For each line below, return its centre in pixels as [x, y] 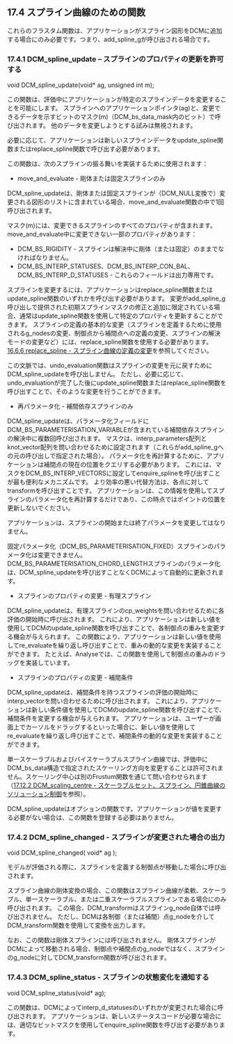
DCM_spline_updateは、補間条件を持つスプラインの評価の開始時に [103, 692]
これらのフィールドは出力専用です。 [166, 275]
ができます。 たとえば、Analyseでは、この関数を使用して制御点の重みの [111, 654]
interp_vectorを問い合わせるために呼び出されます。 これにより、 [99, 701]
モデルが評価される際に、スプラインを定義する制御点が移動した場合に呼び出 [117, 867]
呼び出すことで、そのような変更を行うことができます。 [86, 392]
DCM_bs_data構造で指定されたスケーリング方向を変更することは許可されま [115, 768]
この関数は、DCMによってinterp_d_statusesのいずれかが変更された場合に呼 [115, 1007]
